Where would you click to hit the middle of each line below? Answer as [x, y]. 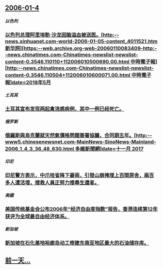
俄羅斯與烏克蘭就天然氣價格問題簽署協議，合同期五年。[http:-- [79, 135]
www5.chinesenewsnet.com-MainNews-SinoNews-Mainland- [81, 142]
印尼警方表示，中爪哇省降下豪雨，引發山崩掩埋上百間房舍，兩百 [80, 175]
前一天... [18, 260]
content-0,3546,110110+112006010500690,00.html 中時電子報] [81, 62]
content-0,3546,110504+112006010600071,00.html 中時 [73, 75]
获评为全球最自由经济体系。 [37, 216]
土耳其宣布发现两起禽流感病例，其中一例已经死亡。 [65, 109]
